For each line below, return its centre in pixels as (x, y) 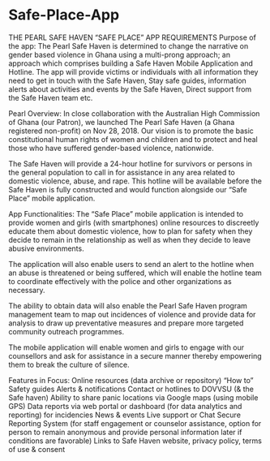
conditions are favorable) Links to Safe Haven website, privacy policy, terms (135, 441)
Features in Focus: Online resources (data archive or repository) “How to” (131, 380)
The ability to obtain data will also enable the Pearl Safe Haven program (128, 305)
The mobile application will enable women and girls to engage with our (126, 347)
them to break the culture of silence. (69, 364)
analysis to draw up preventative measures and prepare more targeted (126, 323)
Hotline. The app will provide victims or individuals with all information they (133, 71)
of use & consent (37, 449)
